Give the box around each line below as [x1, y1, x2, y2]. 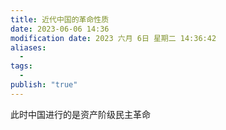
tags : [10, 61, 33, 71]
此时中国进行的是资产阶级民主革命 [10, 108, 151, 120]
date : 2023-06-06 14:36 [10, 24, 110, 34]
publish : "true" [10, 80, 78, 90]
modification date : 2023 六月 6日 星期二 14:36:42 [10, 33, 217, 43]
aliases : [10, 42, 47, 53]
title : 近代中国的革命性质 [10, 14, 110, 25]
